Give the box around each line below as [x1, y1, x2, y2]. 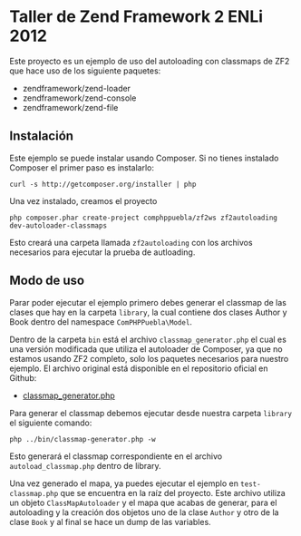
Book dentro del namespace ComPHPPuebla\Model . [9, 316, 193, 327]
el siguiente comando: [9, 417, 92, 428]
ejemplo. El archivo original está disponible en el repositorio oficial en [9, 363, 268, 374]
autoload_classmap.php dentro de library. [9, 460, 161, 471]
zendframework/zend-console [22, 93, 137, 103]
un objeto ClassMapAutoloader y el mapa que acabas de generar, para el [9, 497, 277, 508]
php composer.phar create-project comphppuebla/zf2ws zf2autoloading [9, 213, 278, 222]
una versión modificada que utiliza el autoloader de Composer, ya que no [9, 343, 283, 355]
